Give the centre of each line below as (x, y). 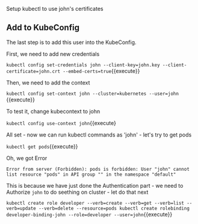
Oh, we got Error (27, 158)
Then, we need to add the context (48, 82)
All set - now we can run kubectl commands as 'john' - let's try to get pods (99, 135)
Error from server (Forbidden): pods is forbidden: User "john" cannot (98, 169)
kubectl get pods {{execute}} (42, 146)
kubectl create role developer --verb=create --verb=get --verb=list (95, 203)
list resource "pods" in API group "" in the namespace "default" (91, 174)
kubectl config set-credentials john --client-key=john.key (83, 65)
